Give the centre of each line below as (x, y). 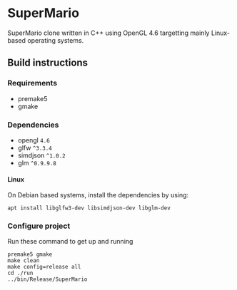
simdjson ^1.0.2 (41, 155)
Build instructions (47, 63)
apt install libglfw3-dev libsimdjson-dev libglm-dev (89, 208)
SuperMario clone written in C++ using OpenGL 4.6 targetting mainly (109, 33)
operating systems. (56, 40)
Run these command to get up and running (70, 242)
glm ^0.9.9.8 (37, 162)
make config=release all (44, 267)
